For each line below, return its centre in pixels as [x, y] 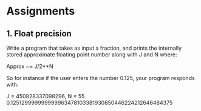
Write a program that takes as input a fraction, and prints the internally [94, 48]
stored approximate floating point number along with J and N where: [92, 55]
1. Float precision [39, 34]
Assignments [41, 11]
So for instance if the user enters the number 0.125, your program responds [101, 78]
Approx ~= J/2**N [30, 66]
